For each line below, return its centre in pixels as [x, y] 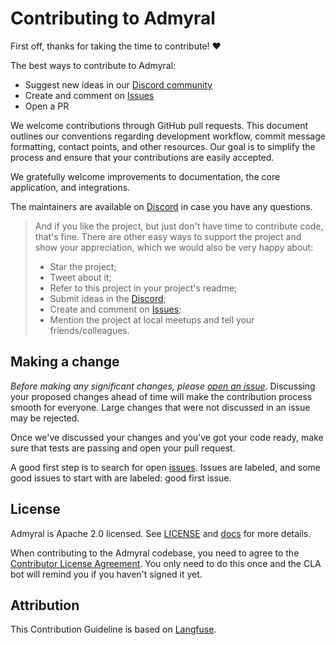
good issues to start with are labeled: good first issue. [121, 478]
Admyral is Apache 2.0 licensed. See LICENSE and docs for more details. [161, 533]
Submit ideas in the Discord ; [108, 298]
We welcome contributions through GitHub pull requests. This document [159, 125]
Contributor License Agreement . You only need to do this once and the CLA [166, 563]
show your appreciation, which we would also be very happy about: [174, 247]
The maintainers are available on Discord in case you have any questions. [161, 206]
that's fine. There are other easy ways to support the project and [168, 236]
